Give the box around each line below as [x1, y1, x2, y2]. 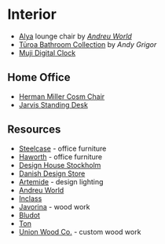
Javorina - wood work [18, 202, 90, 211]
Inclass [18, 194, 42, 203]
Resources [7, 123, 61, 137]
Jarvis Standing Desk [18, 100, 88, 109]
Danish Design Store [18, 169, 86, 178]
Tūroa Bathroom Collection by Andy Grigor [18, 39, 157, 49]
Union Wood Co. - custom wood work [18, 227, 141, 236]
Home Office [7, 71, 71, 84]
